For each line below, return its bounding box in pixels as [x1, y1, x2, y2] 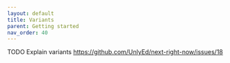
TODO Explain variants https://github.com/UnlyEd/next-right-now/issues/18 [7, 48, 224, 56]
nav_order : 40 [7, 29, 49, 36]
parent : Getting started [7, 23, 79, 29]
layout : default [7, 10, 54, 17]
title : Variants [7, 16, 54, 23]
